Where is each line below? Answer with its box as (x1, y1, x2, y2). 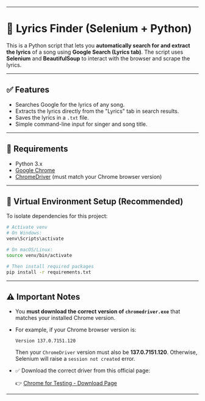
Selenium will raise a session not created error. (15, 355, 135, 363)
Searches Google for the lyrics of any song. (15, 101, 125, 108)
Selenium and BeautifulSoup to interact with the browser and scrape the (6, 54, 190, 62)
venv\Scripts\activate (6, 236, 64, 242)
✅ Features (6, 85, 50, 95)
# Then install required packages (6, 263, 95, 269)
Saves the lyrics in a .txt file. (15, 114, 90, 121)
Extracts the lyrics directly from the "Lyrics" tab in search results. (15, 107, 179, 115)
